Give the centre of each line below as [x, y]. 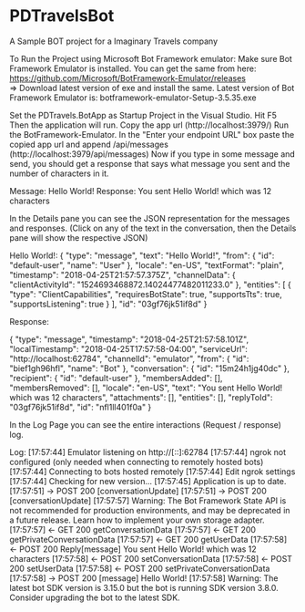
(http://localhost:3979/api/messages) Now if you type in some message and [152, 154]
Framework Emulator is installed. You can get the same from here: [133, 68]
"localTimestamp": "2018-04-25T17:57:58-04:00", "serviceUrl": [129, 348]
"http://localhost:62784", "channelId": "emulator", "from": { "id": [129, 358]
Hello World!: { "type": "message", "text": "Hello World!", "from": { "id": [142, 255]
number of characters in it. [59, 173]
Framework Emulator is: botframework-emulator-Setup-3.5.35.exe [133, 98]
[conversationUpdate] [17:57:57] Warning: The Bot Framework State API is [148, 500]
